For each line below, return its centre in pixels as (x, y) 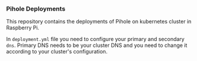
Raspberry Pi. (23, 28)
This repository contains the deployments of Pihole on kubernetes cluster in (99, 22)
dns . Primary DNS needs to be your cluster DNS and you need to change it (97, 45)
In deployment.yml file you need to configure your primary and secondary (96, 39)
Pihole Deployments (36, 9)
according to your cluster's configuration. (57, 52)
